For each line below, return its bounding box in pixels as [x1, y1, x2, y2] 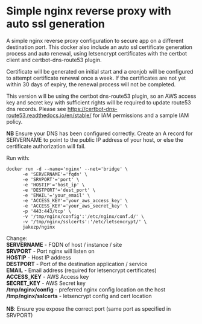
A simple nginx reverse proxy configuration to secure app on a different [6, 37, 184, 44]
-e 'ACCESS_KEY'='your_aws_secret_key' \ [22, 203, 128, 209]
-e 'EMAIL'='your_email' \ [22, 192, 90, 199]
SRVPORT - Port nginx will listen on [6, 247, 95, 255]
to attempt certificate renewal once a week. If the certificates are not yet [6, 74, 186, 81]
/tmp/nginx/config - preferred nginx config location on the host [6, 285, 166, 293]
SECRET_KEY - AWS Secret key [6, 279, 86, 287]
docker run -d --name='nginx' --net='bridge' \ [6, 166, 128, 172]
